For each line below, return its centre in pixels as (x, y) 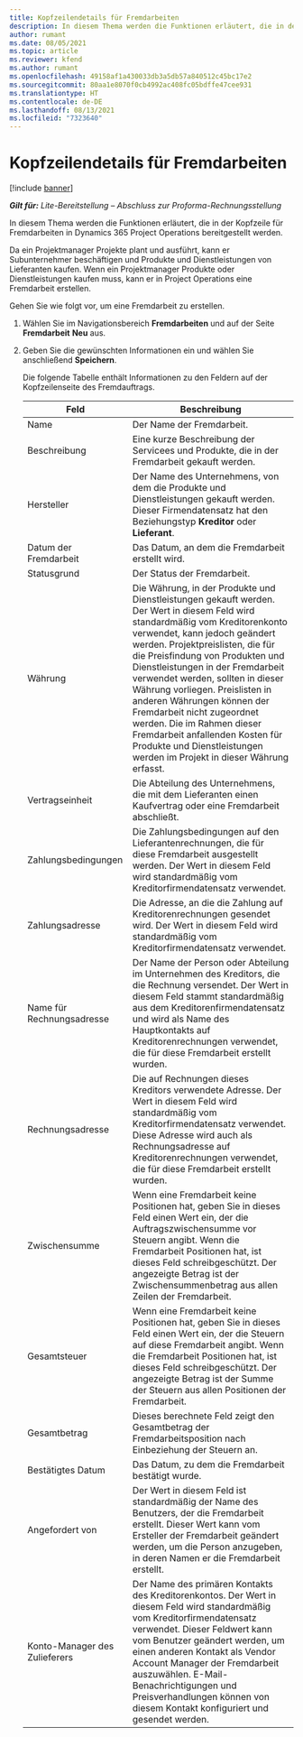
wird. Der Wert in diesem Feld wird (205, 926)
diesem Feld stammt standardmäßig (208, 996)
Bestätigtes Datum (66, 1470)
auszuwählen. (161, 1675)
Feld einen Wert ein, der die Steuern (208, 1334)
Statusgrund (53, 574)
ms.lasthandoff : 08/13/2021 (62, 110)
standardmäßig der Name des (195, 1501)
